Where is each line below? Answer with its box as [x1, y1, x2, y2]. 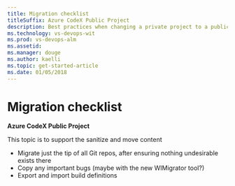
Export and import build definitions [17, 171, 117, 180]
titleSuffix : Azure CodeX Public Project [7, 17, 130, 24]
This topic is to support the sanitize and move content [7, 136, 162, 144]
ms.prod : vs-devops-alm [7, 36, 77, 43]
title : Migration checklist [7, 10, 90, 17]
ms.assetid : [7, 43, 42, 50]
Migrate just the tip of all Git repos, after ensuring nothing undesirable [17, 149, 219, 157]
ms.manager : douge [7, 50, 61, 57]
